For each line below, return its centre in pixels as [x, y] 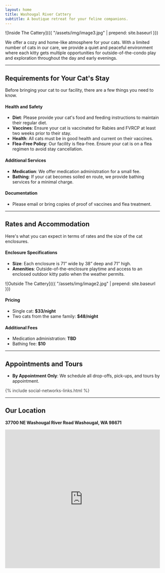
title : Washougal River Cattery [38, 14]
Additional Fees [21, 327]
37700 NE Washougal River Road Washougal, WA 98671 [63, 423]
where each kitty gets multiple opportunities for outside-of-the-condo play [81, 53]
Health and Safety [24, 107]
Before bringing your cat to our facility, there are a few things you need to [79, 90]
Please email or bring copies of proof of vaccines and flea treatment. [82, 204]
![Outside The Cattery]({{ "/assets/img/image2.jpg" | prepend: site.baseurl [80, 284]
